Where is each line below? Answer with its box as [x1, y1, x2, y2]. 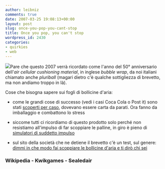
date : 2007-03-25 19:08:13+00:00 [5, 16, 75, 21]
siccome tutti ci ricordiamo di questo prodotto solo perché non [12, 119, 141, 125]
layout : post [5, 21, 32, 26]
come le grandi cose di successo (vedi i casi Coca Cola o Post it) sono [12, 98, 157, 105]
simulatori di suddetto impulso [12, 129, 75, 135]
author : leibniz [5, 7, 39, 12]
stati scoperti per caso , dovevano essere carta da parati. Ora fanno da [12, 104, 157, 110]
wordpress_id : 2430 [5, 35, 46, 40]
